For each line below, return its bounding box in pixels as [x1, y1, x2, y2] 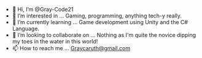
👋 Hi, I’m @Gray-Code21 [12, 6, 74, 13]
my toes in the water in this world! [12, 38, 98, 45]
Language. [12, 25, 40, 32]
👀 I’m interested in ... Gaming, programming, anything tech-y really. [12, 12, 182, 19]
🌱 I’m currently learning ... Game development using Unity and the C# [12, 19, 188, 25]
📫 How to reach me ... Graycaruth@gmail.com [12, 45, 131, 51]
